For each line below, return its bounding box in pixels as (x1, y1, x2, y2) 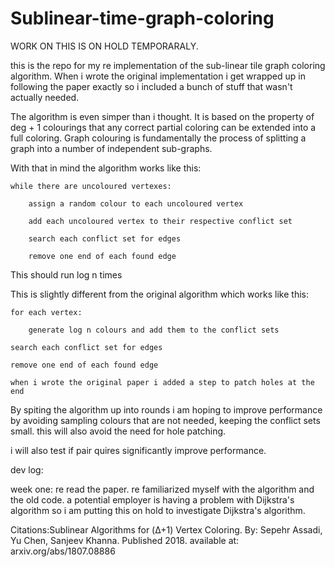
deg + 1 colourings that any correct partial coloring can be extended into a (10, 121, 317, 133)
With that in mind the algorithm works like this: (10, 162, 202, 174)
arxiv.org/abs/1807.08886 (10, 545, 116, 557)
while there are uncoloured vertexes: (10, 181, 172, 191)
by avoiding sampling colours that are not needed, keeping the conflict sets (10, 414, 321, 426)
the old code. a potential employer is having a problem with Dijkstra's (10, 493, 295, 506)
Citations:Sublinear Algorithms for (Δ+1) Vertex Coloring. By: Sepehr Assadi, (10, 523, 323, 536)
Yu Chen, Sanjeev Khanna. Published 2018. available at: (10, 534, 240, 546)
